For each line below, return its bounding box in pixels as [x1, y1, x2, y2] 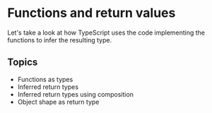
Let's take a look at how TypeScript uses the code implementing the [7, 28, 206, 37]
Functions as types [17, 75, 73, 83]
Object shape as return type [17, 97, 100, 106]
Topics [7, 56, 38, 69]
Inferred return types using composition [17, 90, 134, 98]
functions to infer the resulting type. [7, 35, 112, 44]
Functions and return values [7, 5, 176, 21]
